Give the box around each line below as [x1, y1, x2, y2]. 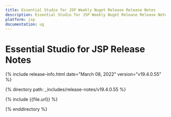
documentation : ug [5, 21, 44, 27]
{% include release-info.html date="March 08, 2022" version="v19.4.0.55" [5, 71, 162, 77]
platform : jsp [5, 17, 36, 22]
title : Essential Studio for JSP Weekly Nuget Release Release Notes [5, 7, 156, 13]
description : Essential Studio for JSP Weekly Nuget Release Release [5, 12, 156, 17]
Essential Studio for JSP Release [5, 44, 145, 55]
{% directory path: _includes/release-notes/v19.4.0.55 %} [5, 86, 126, 93]
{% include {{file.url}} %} [5, 96, 58, 102]
